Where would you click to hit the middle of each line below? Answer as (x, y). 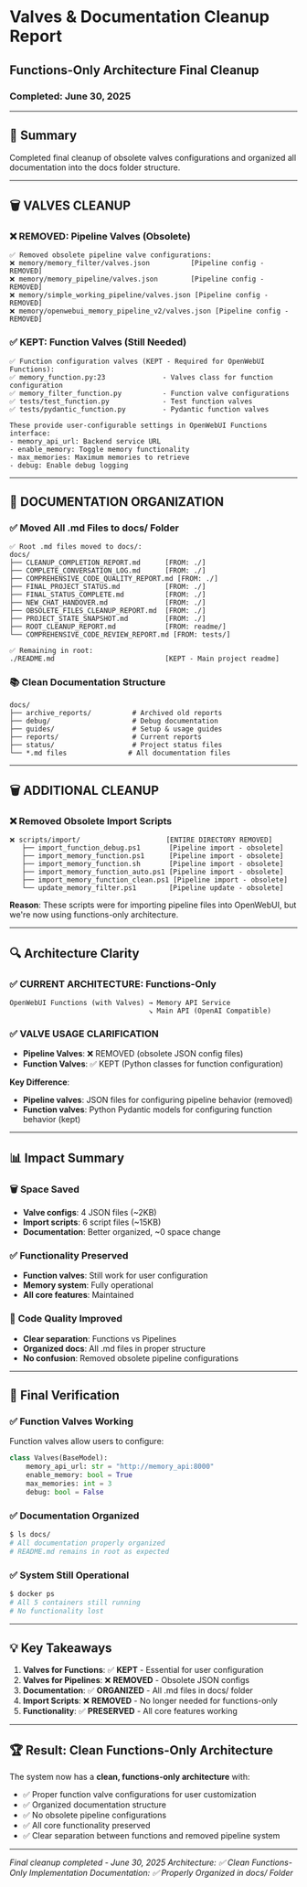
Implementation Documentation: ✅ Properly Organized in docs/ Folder (161, 1873)
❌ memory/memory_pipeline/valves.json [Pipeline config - (137, 279)
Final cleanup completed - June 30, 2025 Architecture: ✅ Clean (130, 1862)
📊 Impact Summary (67, 1158)
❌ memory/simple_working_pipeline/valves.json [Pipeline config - (139, 295)
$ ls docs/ (30, 1534)
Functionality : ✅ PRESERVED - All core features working (130, 1711)
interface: (30, 433)
